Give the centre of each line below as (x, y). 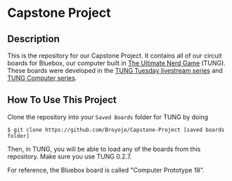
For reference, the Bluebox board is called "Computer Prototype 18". (106, 170)
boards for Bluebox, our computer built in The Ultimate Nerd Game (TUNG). (117, 63)
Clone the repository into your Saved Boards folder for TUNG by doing (108, 116)
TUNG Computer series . (42, 78)
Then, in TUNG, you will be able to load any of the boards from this (104, 149)
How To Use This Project (62, 100)
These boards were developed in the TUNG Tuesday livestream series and (115, 71)
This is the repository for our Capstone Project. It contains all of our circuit (115, 55)
